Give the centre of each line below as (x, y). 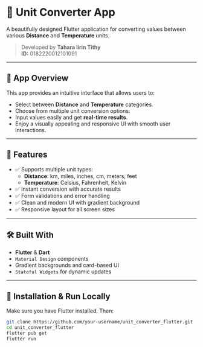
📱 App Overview (37, 78)
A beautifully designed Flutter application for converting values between (96, 29)
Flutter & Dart (32, 252)
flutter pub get (27, 333)
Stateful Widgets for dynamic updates (63, 272)
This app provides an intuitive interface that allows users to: (81, 92)
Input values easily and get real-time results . (71, 117)
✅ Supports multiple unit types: (54, 169)
